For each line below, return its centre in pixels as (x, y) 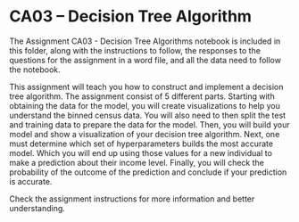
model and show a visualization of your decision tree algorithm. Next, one (145, 134)
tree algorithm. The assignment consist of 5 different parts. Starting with (142, 96)
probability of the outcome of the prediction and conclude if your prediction (148, 172)
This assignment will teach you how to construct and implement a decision (146, 86)
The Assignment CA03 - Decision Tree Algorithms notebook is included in (145, 41)
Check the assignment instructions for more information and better (132, 199)
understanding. (37, 208)
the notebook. (35, 70)
